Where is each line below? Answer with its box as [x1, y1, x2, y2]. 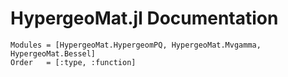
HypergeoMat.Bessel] [10, 48, 97, 59]
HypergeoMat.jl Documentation [10, 7, 279, 30]
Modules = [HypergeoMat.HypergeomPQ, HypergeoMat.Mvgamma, [10, 40, 262, 50]
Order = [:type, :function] [10, 57, 137, 67]
